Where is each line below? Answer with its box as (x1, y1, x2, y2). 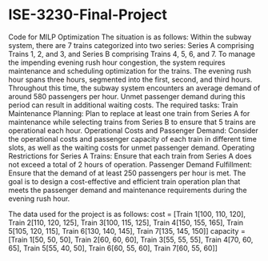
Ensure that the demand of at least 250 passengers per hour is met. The (8, 168, 246, 178)
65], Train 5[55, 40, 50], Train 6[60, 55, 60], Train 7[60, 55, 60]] (8, 243, 218, 253)
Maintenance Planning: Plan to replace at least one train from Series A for (8, 108, 250, 118)
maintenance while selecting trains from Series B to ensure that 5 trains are (8, 117, 256, 126)
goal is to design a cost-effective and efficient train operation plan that (8, 176, 241, 186)
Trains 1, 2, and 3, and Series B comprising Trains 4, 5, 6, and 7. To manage (8, 49, 256, 58)
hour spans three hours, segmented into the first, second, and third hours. (8, 74, 253, 84)
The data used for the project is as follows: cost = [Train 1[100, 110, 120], (8, 209, 246, 219)
